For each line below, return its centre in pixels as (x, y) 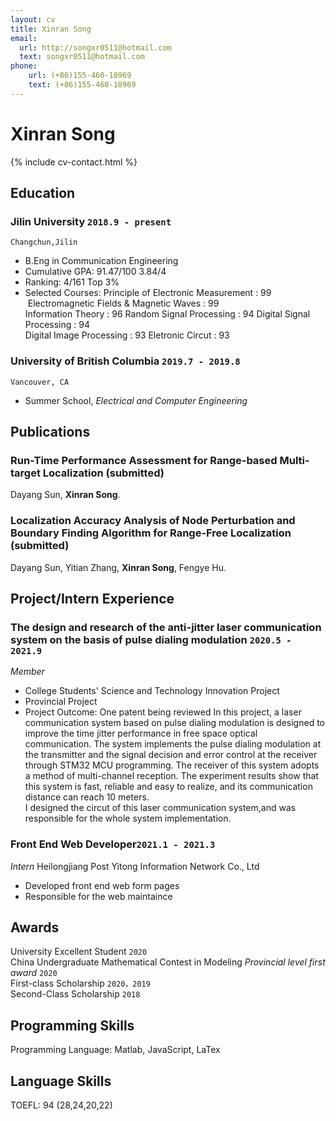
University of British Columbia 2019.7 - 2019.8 (125, 361)
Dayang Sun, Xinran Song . (65, 495)
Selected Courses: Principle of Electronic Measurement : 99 (148, 293)
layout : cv (33, 19)
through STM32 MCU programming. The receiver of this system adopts (172, 765)
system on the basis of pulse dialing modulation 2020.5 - (151, 639)
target (25, 473)
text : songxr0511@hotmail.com (82, 57)
